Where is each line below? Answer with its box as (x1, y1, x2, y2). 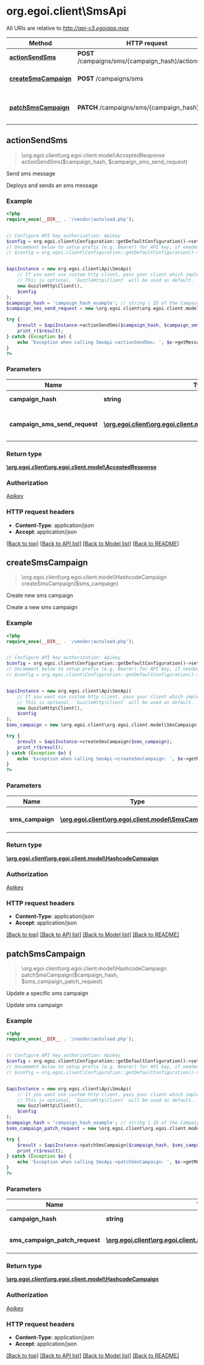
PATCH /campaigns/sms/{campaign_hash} (77, 103, 199, 111)
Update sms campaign (6, 1001, 63, 1009)
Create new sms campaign (6, 592, 73, 599)
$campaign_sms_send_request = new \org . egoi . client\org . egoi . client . (6, 306, 186, 312)
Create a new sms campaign (6, 604, 78, 611)
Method (29, 38, 52, 47)
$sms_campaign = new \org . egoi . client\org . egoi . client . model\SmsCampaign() (6, 722, 202, 728)
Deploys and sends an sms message (6, 182, 98, 189)
